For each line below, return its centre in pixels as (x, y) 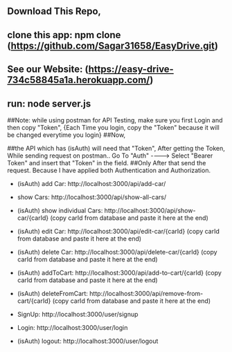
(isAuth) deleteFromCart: (53, 293)
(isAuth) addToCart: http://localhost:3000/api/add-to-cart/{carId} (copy (119, 272)
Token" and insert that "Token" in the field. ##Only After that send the (107, 163)
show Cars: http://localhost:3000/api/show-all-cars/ (92, 197)
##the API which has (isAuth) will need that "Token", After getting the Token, (116, 148)
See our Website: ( (48, 70)
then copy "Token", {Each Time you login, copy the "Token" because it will (113, 127)
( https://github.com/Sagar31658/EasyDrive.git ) (113, 45)
